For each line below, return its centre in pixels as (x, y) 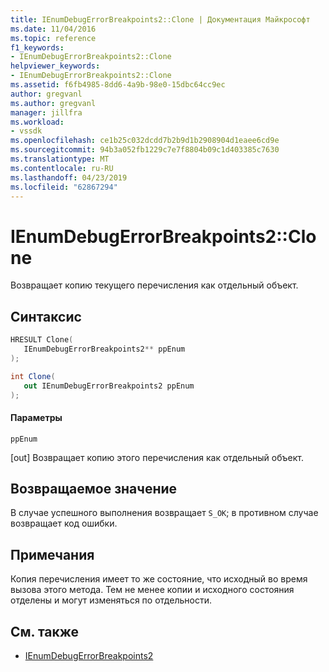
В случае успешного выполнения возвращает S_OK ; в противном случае (164, 513)
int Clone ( (33, 376)
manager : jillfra (46, 112)
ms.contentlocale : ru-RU (62, 168)
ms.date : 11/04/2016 (53, 29)
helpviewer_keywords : (55, 66)
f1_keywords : (37, 47)
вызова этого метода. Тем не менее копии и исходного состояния (152, 590)
